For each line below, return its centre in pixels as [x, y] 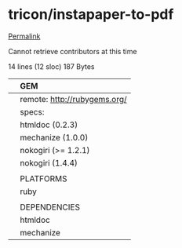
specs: [32, 111]
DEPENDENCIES [50, 207]
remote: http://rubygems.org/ [73, 99]
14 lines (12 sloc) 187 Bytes [51, 66]
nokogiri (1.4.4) [49, 162]
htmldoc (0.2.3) [49, 125]
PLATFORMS [44, 178]
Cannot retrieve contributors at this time [73, 51]
